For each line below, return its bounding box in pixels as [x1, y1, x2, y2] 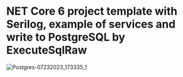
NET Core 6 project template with [6, 4, 178, 18]
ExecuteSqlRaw [6, 43, 87, 57]
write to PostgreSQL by [6, 31, 126, 44]
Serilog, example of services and [6, 17, 176, 31]
